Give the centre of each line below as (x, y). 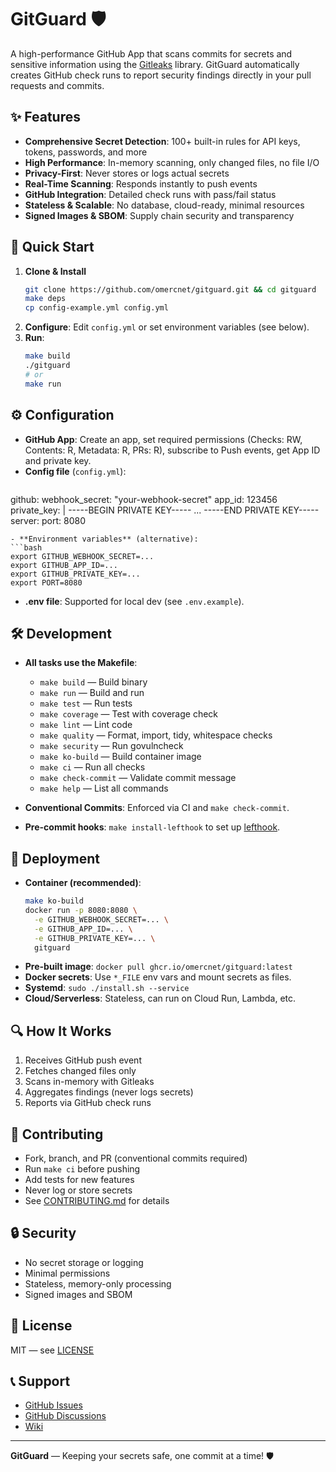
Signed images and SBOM (78, 1294)
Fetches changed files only (80, 1071)
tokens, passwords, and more (86, 152)
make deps (45, 299)
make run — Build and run (92, 693)
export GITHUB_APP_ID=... (64, 565)
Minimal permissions (67, 1273)
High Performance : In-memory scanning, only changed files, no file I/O (172, 162)
